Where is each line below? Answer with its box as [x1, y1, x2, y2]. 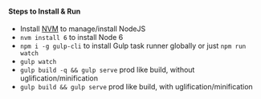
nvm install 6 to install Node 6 [19, 33, 124, 42]
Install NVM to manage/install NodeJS [19, 24, 146, 34]
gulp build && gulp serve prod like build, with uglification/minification [19, 82, 253, 92]
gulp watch [19, 58, 57, 66]
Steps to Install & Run [8, 6, 81, 16]
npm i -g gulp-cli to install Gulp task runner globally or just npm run [19, 41, 247, 51]
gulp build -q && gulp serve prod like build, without [19, 65, 195, 75]
